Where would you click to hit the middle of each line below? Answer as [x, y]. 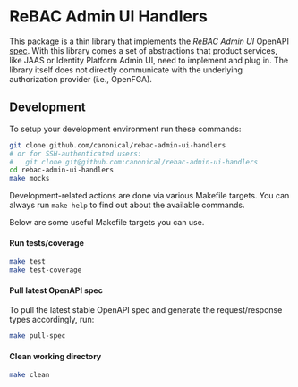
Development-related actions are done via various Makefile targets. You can [149, 196]
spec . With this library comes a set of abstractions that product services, [143, 50]
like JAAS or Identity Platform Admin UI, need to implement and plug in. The [149, 60]
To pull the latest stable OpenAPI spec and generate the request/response [146, 310]
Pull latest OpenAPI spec [56, 290]
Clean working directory [55, 356]
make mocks [30, 179]
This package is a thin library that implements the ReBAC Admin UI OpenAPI [149, 41]
